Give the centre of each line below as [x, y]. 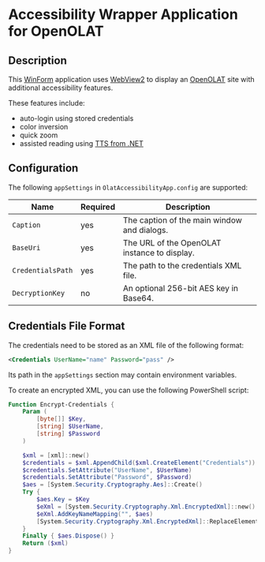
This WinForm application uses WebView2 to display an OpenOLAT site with [131, 79]
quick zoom [39, 135]
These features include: [47, 103]
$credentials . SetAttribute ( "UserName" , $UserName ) [107, 470]
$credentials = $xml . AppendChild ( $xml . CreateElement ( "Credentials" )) [139, 463]
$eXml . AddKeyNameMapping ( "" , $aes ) [95, 514]
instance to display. [159, 253]
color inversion [44, 127]
